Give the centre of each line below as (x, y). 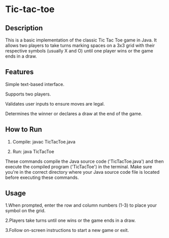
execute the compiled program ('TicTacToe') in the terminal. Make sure (79, 166)
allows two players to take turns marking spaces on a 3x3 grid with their (80, 45)
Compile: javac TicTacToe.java (44, 141)
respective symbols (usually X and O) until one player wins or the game (79, 51)
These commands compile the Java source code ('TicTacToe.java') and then (84, 161)
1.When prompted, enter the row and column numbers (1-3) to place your (81, 205)
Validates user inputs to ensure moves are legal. (55, 104)
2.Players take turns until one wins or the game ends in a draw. (71, 220)
